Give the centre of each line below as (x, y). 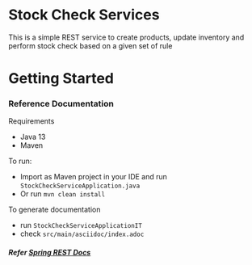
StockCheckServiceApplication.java (80, 186)
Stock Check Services (84, 15)
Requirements (31, 121)
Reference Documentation (61, 104)
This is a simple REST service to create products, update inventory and (126, 37)
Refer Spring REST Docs (50, 253)
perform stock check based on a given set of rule (90, 45)
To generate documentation (55, 210)
